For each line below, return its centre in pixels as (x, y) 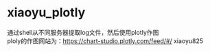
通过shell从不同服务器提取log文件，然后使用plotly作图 (83, 32)
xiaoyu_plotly (46, 13)
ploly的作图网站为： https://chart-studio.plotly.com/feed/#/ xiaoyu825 (105, 41)
